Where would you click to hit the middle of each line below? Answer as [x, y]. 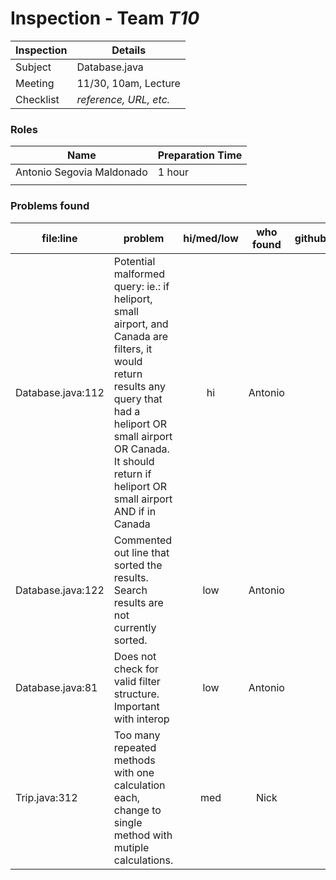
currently [135, 627]
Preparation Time [200, 155]
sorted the [138, 565]
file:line [59, 238]
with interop [141, 719]
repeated [135, 747]
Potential [134, 261]
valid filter [137, 681]
